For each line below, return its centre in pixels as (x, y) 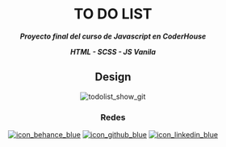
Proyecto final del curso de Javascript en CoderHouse (113, 36)
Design (113, 77)
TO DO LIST (113, 14)
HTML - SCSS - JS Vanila (113, 51)
